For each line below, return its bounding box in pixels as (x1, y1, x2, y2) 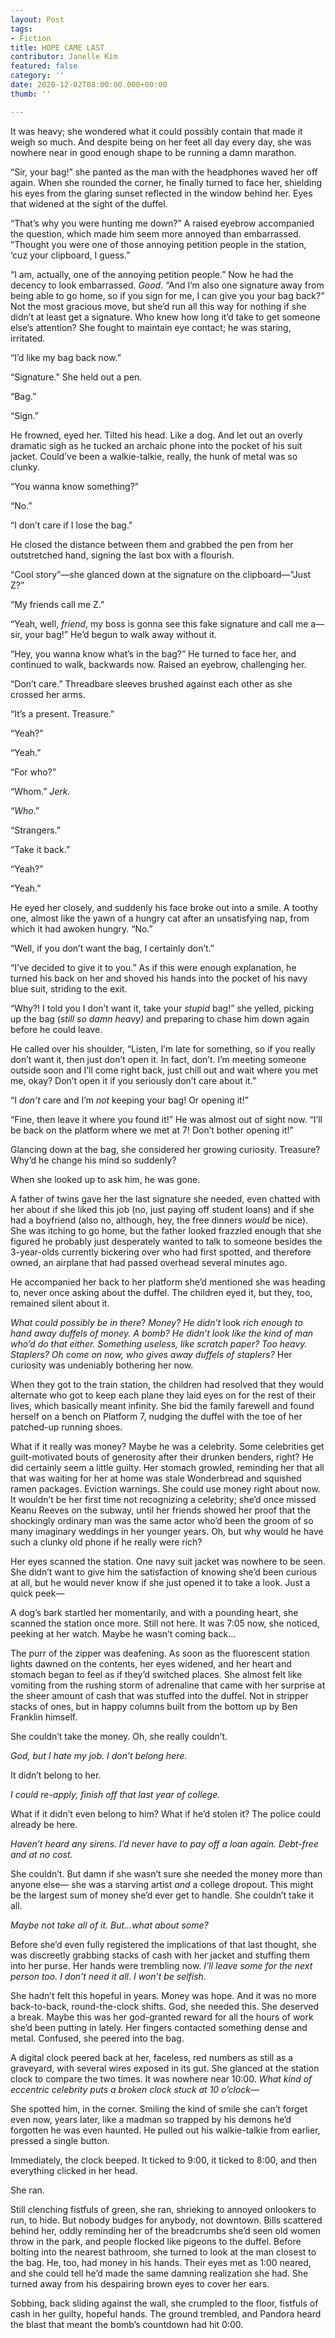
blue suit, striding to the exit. (10, 982, 128, 995)
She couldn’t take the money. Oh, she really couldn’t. (10, 1730, 228, 1742)
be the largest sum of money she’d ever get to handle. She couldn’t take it (10, 1889, 315, 1901)
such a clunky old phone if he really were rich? (10, 1536, 203, 1548)
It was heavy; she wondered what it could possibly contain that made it (10, 125, 303, 137)
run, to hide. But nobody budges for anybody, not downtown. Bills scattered (10, 2214, 323, 2226)
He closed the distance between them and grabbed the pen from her (10, 538, 294, 550)
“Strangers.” (10, 824, 61, 836)
